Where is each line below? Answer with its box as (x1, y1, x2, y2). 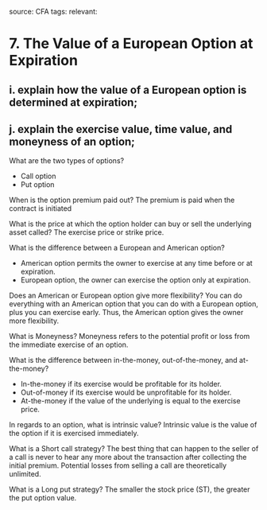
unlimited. (9, 469, 42, 479)
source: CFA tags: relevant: (9, 7, 98, 16)
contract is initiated (9, 204, 72, 213)
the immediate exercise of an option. (9, 340, 129, 349)
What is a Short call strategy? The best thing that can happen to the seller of (9, 444, 259, 454)
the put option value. (9, 493, 77, 503)
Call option (20, 171, 56, 181)
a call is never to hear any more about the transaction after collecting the (9, 453, 247, 462)
